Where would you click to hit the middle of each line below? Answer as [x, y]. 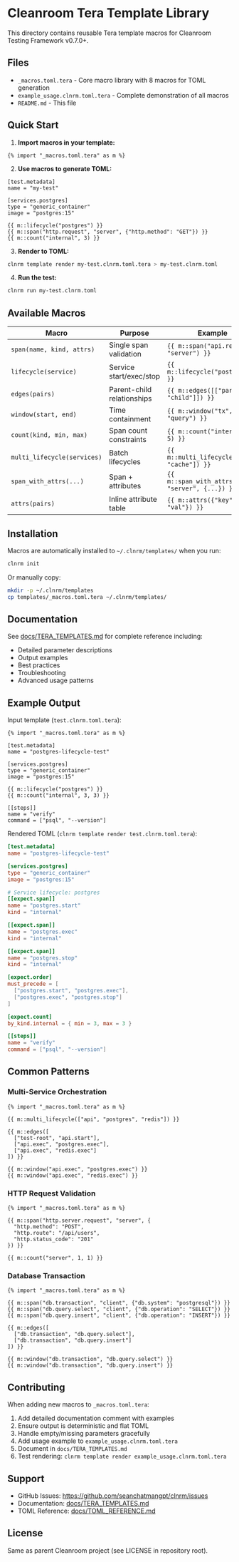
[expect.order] [30, 977]
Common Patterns [49, 1072]
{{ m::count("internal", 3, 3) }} [59, 796]
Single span [129, 345]
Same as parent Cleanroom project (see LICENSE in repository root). [108, 1550]
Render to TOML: [43, 251]
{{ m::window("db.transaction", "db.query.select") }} [90, 1360]
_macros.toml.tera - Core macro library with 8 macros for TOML [112, 80]
